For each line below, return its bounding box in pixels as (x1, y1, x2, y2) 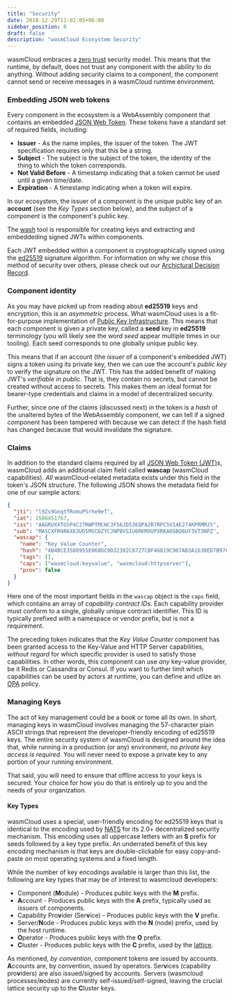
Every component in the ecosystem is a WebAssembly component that (7, 111, 210, 119)
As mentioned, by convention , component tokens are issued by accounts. (7, 954, 218, 963)
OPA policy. (7, 679, 40, 688)
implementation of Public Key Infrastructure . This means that (43, 317, 218, 325)
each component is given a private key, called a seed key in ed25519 (7, 324, 206, 332)
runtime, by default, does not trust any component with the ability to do (7, 63, 212, 71)
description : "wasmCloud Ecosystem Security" (7, 36, 141, 43)
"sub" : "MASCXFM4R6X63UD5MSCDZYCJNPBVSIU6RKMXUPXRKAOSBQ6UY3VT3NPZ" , (13, 527, 219, 534)
